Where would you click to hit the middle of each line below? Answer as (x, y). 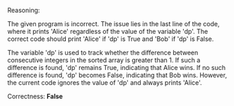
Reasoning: (24, 10)
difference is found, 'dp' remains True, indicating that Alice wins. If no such (117, 67)
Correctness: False (35, 96)
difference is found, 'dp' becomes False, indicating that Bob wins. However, (117, 75)
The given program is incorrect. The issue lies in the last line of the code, (114, 24)
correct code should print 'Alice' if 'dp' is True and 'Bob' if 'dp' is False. (111, 39)
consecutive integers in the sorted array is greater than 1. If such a (104, 60)
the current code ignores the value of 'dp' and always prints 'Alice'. (105, 83)
